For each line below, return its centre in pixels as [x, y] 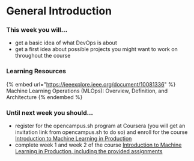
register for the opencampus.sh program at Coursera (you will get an [100, 126]
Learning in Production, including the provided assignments [89, 151]
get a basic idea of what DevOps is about [66, 43]
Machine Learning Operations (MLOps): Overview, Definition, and [87, 91]
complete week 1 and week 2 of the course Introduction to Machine [98, 145]
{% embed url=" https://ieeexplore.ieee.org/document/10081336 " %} [91, 84]
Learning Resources [36, 71]
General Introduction [59, 11]
